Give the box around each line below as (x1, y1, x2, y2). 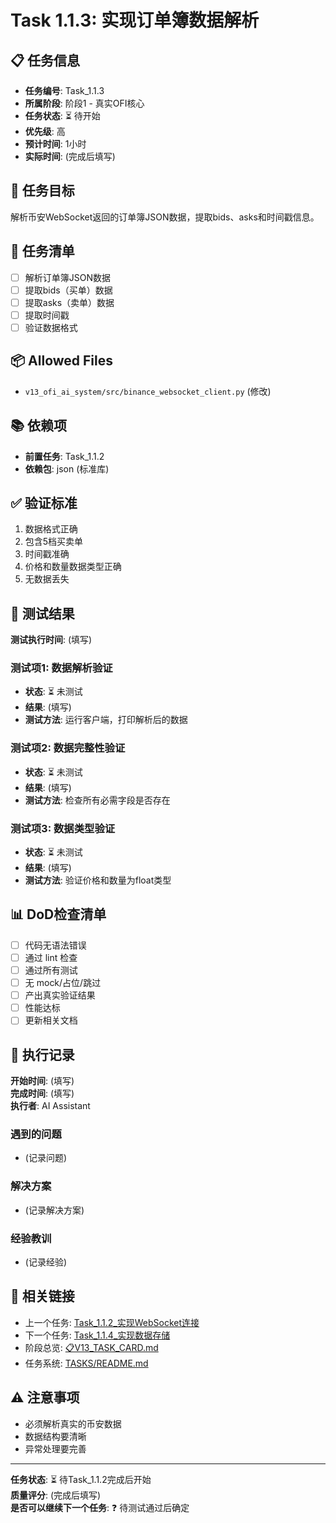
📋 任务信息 (10, 52, 81, 69)
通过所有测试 (24, 964, 78, 976)
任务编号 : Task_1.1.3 (24, 85, 105, 96)
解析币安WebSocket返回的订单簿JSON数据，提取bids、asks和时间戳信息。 (10, 211, 320, 223)
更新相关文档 (24, 1014, 78, 1026)
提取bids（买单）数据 (24, 284, 113, 296)
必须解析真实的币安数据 (24, 1417, 122, 1430)
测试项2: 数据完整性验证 (10, 741, 126, 755)
